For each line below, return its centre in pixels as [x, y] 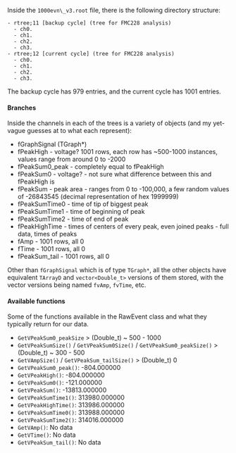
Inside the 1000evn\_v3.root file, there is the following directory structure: [114, 10]
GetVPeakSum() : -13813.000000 [62, 390]
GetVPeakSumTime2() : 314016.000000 [70, 420]
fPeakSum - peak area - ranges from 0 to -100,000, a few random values [123, 189]
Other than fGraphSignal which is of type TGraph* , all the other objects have [117, 270]
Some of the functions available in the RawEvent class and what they [107, 317]
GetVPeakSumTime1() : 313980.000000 [71, 397]
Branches [22, 108]
